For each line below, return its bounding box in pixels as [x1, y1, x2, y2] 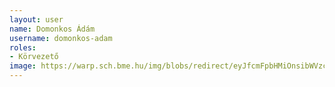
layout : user [9, 14, 64, 25]
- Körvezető [9, 52, 59, 62]
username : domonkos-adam [9, 33, 113, 43]
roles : [9, 42, 37, 53]
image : [9, 61, 37, 71]
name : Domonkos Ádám [9, 24, 96, 34]
